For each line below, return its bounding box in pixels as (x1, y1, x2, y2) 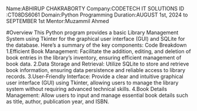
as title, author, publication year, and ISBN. (6, 98, 110, 105)
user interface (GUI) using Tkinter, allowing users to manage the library (6, 79, 179, 86)
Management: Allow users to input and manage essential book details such (6, 92, 189, 99)
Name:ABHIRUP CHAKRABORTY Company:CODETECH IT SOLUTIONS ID (6, 5, 185, 12)
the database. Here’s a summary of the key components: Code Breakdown (6, 41, 187, 48)
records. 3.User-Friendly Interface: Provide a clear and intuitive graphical (6, 73, 184, 80)
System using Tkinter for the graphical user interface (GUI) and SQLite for (6, 35, 185, 42)
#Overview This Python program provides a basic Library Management (6, 29, 179, 36)
